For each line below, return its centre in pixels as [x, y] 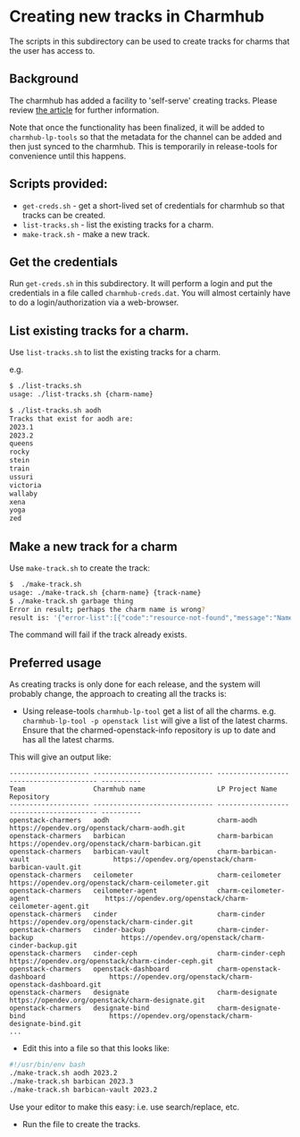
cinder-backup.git [43, 946]
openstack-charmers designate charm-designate [143, 993]
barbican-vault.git [46, 868]
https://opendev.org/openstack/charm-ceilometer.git [109, 883]
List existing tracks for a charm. [99, 331]
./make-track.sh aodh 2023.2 [63, 1073]
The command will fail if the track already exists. [98, 635]
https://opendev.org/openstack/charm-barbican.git [105, 844]
